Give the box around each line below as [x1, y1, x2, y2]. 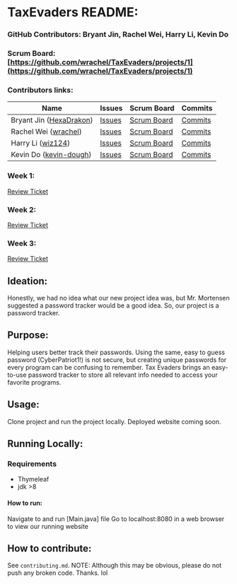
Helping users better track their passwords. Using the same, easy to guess [7, 348, 225, 356]
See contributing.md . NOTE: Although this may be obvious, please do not [7, 561, 222, 570]
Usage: [7, 399, 40, 411]
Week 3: [7, 238, 37, 248]
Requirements [7, 459, 57, 469]
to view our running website [7, 522, 88, 530]
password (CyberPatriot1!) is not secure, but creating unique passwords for [7, 355, 227, 364]
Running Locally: [7, 438, 83, 450]
